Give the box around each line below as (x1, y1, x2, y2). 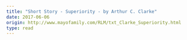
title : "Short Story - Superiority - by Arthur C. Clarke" (6, 8, 158, 15)
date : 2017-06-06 (6, 14, 50, 20)
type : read (6, 25, 34, 31)
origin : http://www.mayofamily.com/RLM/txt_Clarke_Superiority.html (6, 19, 182, 25)
